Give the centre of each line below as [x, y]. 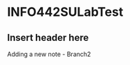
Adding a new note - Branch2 [49, 54]
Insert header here [48, 38]
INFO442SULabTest [65, 12]
